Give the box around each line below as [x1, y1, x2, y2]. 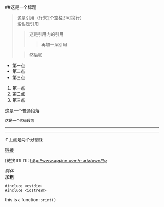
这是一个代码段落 [5, 118, 35, 123]
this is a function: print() [5, 197, 56, 202]
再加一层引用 [41, 42, 67, 47]
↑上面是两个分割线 [5, 137, 43, 142]
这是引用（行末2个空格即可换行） [17, 15, 84, 21]
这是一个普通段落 [5, 108, 40, 114]
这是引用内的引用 [29, 31, 64, 37]
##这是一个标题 [5, 4, 37, 10]
